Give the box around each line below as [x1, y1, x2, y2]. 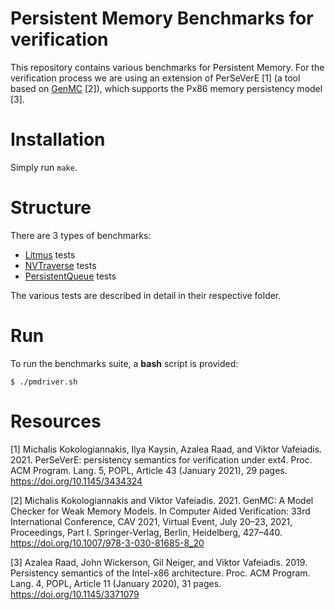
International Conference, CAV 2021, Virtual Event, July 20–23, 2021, [10, 515, 293, 527]
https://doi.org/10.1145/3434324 [10, 475, 143, 487]
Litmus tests [24, 248, 76, 261]
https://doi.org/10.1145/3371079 [10, 588, 140, 600]
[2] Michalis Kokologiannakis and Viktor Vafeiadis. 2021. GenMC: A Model [10, 494, 314, 506]
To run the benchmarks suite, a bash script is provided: [10, 357, 239, 369]
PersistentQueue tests [24, 270, 117, 282]
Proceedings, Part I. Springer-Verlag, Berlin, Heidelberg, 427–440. [10, 526, 283, 538]
